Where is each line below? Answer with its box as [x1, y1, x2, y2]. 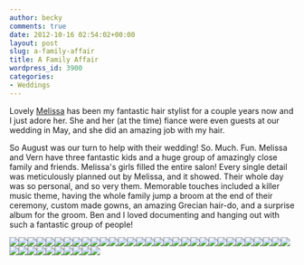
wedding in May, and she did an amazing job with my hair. [9, 124, 225, 136]
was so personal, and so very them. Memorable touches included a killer [9, 180, 280, 191]
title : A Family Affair [9, 55, 100, 64]
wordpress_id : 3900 [9, 64, 83, 73]
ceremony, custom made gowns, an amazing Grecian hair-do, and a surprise [9, 200, 295, 211]
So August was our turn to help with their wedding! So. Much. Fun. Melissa [9, 142, 288, 153]
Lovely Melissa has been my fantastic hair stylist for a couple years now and [9, 105, 294, 116]
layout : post [9, 38, 59, 48]
